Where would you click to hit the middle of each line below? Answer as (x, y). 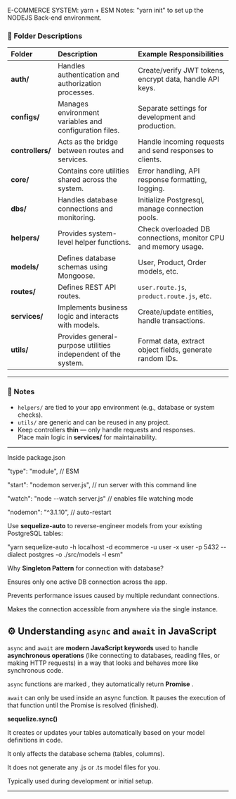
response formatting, (172, 180)
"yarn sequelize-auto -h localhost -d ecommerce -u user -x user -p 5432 (113, 547)
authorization (79, 84)
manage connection (171, 209)
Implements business (93, 307)
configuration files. (88, 130)
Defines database (86, 258)
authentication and (88, 75)
